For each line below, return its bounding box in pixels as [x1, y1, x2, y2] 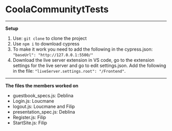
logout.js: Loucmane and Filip [12, 103, 75, 110]
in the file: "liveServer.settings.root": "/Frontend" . [12, 68, 126, 74]
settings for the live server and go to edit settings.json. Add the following [12, 62, 166, 69]
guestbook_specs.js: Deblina [12, 92, 74, 98]
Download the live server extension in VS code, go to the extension [12, 57, 155, 63]
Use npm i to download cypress [12, 40, 80, 47]
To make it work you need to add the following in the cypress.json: [12, 46, 153, 52]
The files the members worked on [5, 82, 78, 89]
